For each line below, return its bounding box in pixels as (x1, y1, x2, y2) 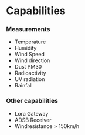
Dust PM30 (14, 63, 42, 70)
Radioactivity (14, 69, 46, 77)
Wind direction (14, 57, 50, 64)
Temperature (14, 38, 46, 45)
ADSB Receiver (14, 116, 52, 123)
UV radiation (14, 76, 45, 83)
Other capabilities (6, 97, 59, 105)
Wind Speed (14, 51, 45, 58)
